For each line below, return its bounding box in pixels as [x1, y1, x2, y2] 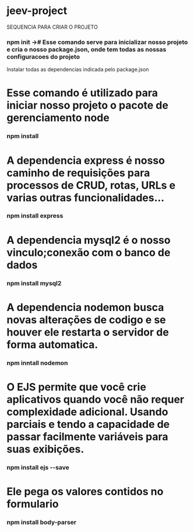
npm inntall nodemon [6, 358, 68, 367]
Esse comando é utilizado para [6, 87, 158, 100]
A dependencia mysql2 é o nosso [6, 233, 171, 247]
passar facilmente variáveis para [6, 430, 168, 443]
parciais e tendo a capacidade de [6, 417, 170, 431]
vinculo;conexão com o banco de [6, 246, 171, 259]
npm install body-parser [6, 518, 77, 526]
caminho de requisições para [6, 166, 150, 179]
